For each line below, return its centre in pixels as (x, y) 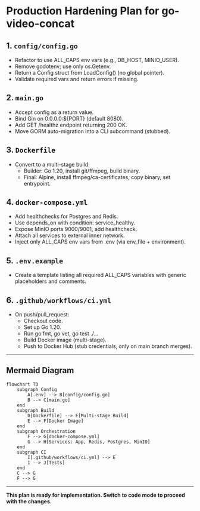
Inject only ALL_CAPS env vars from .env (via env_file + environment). (100, 242)
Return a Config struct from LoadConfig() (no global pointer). (90, 73)
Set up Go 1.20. (42, 327)
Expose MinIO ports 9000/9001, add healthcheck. (76, 229)
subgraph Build (36, 410)
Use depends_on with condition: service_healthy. (75, 223)
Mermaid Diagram (40, 370)
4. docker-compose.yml (47, 202)
